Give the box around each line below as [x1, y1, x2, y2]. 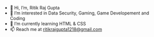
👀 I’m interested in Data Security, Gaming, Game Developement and [9, 10, 149, 16]
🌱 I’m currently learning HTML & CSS [9, 20, 86, 26]
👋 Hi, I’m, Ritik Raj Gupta [9, 5, 60, 10]
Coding [9, 15, 25, 21]
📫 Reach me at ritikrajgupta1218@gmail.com [9, 26, 102, 32]
